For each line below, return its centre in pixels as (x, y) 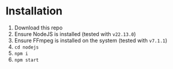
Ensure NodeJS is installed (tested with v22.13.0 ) (75, 34)
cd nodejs (27, 47)
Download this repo (38, 28)
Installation (34, 11)
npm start (27, 60)
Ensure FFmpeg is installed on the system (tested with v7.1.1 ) (91, 40)
